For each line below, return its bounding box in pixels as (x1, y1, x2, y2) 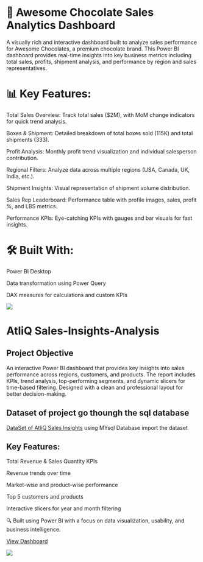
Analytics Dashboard (6, 18, 116, 32)
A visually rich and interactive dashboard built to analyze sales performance (6, 38, 198, 46)
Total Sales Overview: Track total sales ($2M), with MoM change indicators (6, 111, 195, 118)
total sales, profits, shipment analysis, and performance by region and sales (6, 58, 197, 65)
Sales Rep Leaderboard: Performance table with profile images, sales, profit (6, 196, 197, 203)
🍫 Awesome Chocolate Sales (6, 5, 154, 19)
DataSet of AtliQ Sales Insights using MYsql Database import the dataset (6, 424, 188, 431)
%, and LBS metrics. (6, 202, 58, 209)
